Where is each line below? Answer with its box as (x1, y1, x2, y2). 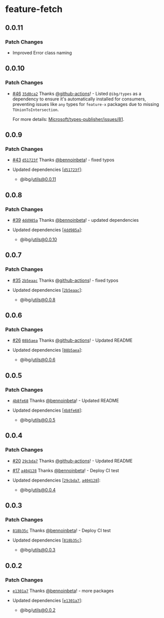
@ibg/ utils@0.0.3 (19, 547, 56, 553)
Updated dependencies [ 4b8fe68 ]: (12, 407, 82, 413)
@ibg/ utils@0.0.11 (19, 176, 56, 182)
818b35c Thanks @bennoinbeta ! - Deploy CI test (12, 528, 111, 534)
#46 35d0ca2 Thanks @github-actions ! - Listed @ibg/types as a (12, 90, 141, 96)
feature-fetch (5, 3, 63, 15)
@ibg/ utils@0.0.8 (19, 296, 56, 303)
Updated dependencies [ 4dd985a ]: (12, 226, 82, 233)
